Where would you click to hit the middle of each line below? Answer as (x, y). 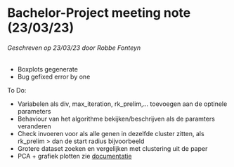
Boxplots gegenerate (48, 69)
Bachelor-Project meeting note (99, 13)
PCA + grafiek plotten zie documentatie (74, 156)
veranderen (34, 126)
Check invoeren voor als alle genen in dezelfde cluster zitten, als (111, 134)
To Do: (17, 91)
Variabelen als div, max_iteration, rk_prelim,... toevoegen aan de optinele (122, 104)
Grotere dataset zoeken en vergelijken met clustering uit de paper (112, 149)
